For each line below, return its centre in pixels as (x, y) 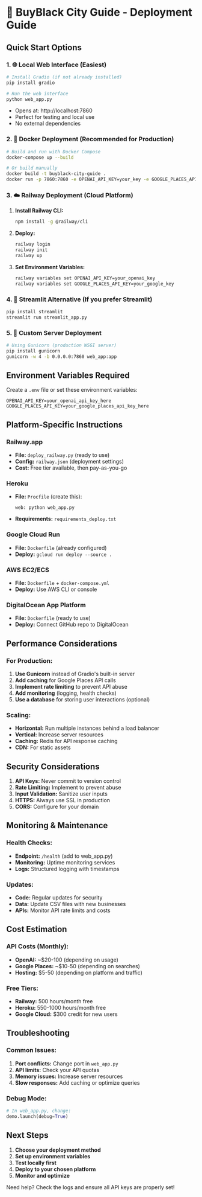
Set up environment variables (53, 1156)
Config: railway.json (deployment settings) (69, 462)
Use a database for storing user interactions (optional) (82, 699)
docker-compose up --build (40, 157)
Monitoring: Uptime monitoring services (65, 862)
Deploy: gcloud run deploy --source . (63, 554)
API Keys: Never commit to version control (68, 781)
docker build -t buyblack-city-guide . (56, 174)
